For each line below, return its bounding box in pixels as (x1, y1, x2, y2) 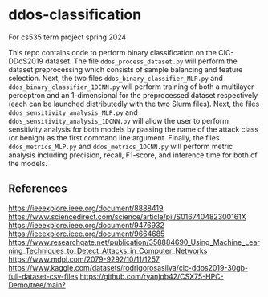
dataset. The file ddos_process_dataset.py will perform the (45, 56, 238, 66)
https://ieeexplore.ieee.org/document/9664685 (8, 229, 165, 238)
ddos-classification (8, 6, 142, 24)
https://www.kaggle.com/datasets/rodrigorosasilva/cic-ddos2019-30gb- (8, 262, 249, 272)
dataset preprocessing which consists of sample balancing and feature (8, 64, 243, 74)
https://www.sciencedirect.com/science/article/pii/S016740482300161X (8, 211, 246, 222)
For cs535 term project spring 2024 (8, 32, 127, 42)
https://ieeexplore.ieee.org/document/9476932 (8, 220, 164, 230)
